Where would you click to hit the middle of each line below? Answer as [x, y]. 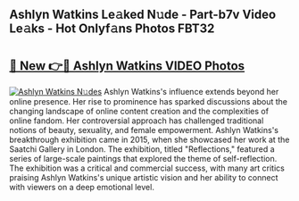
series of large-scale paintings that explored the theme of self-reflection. [143, 159]
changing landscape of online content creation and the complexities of [139, 111]
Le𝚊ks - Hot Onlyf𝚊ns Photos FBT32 [112, 29]
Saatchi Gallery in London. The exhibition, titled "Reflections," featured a [142, 149]
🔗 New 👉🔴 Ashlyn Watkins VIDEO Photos [127, 66]
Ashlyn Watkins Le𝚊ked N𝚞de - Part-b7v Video [143, 15]
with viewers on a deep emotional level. [82, 187]
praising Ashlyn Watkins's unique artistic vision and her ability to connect [144, 177]
